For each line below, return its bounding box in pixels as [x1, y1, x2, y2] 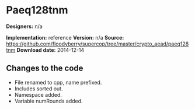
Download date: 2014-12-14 [16, 46, 85, 53]
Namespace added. [14, 91, 62, 98]
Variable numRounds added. [14, 97, 83, 104]
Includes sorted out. [14, 85, 63, 92]
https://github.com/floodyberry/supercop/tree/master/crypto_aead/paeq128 [6, 40, 189, 47]
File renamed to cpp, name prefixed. [14, 79, 102, 86]
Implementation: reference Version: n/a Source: [6, 34, 124, 41]
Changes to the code [6, 64, 83, 73]
